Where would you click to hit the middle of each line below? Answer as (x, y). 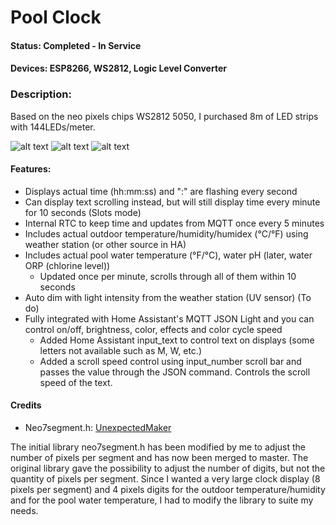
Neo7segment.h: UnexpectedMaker (98, 428)
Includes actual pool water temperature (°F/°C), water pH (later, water (168, 255)
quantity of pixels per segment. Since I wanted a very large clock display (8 (165, 479)
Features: (31, 169)
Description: (41, 94)
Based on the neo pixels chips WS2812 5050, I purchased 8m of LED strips (164, 116)
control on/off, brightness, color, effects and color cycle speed (153, 329)
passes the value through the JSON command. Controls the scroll (175, 372)
